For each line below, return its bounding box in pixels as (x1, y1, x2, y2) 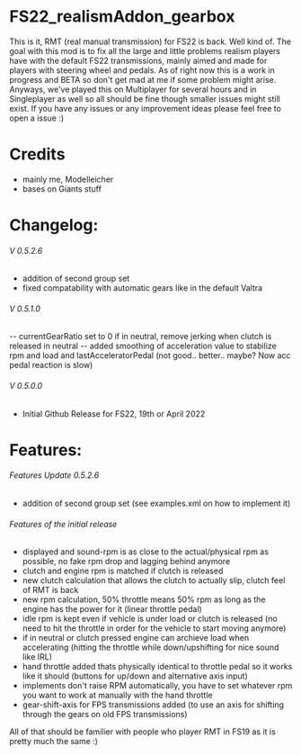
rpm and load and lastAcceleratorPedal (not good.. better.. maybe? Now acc (9, 350, 291, 361)
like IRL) (22, 652, 52, 662)
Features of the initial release (9, 518, 118, 529)
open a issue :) (9, 112, 65, 123)
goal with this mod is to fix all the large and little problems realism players (9, 45, 281, 56)
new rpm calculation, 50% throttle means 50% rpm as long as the (22, 594, 267, 605)
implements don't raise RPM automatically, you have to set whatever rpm (22, 680, 293, 691)
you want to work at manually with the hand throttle (22, 690, 213, 701)
